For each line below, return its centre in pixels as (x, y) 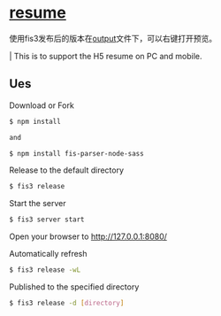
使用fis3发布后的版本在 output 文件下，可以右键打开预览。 (113, 38)
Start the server (38, 204)
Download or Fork (42, 105)
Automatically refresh (48, 254)
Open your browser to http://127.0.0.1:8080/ (88, 236)
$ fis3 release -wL (45, 270)
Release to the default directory (67, 170)
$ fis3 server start (47, 220)
